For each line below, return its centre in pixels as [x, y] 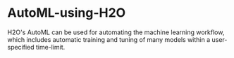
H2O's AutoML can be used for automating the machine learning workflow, [116, 32]
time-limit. [50, 47]
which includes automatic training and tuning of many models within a [109, 39]
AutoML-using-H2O [67, 13]
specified [21, 47]
